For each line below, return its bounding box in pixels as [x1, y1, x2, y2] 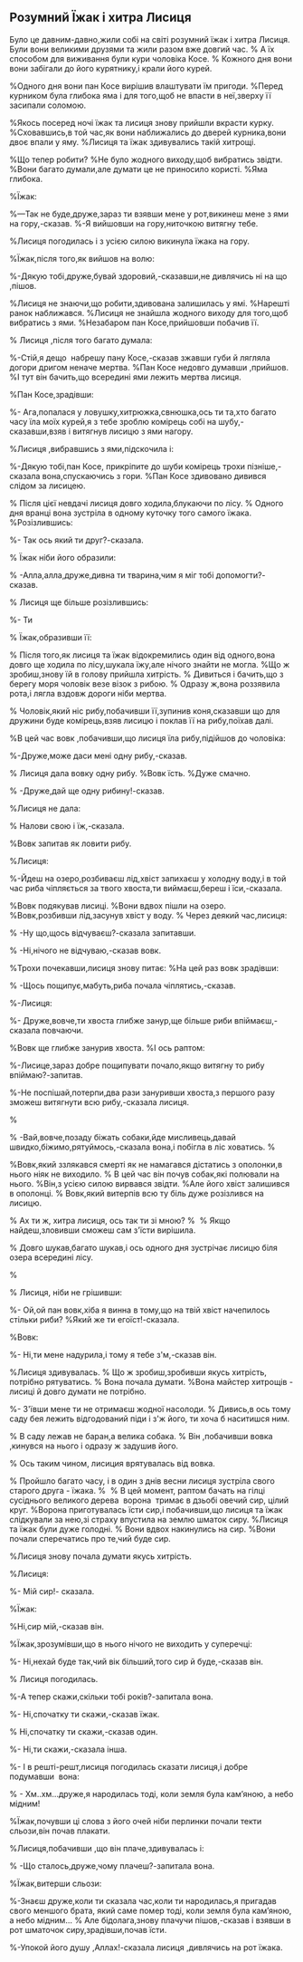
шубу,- [218, 416, 244, 427]
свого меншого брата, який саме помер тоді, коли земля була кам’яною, [9, 1905, 292, 1916]
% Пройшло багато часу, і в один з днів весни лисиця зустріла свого [9, 1475, 276, 1486]
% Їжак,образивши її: [9, 631, 92, 642]
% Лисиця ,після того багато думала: [9, 334, 153, 345]
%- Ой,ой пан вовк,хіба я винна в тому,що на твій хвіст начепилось [9, 1304, 270, 1315]
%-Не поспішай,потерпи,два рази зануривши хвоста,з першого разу [9, 1087, 276, 1098]
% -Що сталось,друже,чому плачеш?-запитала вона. [9, 1860, 215, 1871]
